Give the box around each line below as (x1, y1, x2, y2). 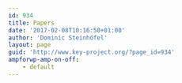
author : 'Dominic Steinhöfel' (8, 33, 108, 42)
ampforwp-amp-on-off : (8, 56, 80, 64)
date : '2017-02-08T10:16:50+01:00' (8, 26, 126, 34)
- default (22, 63, 55, 71)
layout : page (8, 41, 51, 49)
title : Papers (8, 19, 55, 27)
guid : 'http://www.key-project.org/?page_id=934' (8, 48, 176, 56)
